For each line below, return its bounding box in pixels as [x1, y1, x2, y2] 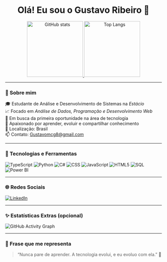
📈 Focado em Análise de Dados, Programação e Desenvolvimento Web [5, 108, 153, 114]
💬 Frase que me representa [5, 240, 72, 247]
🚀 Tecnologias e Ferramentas [5, 151, 77, 157]
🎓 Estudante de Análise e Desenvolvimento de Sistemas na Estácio [5, 101, 145, 107]
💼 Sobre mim [5, 89, 36, 96]
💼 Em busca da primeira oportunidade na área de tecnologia [5, 115, 128, 121]
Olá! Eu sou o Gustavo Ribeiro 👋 [17, 4, 150, 16]
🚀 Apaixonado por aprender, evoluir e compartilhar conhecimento [5, 121, 139, 127]
